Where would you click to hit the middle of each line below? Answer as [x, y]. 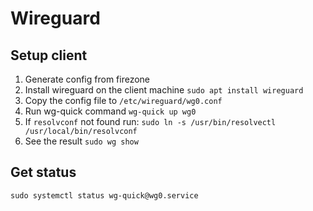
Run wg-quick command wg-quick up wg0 [110, 111]
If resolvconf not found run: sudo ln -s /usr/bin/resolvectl [150, 121]
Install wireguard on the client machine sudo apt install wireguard [164, 90]
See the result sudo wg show [81, 141]
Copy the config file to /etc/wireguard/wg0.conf [123, 100]
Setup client [49, 55]
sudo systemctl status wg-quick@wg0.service [104, 195]
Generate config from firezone [87, 79]
